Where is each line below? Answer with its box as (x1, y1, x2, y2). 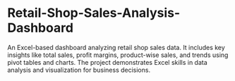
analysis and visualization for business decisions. (7, 66, 150, 74)
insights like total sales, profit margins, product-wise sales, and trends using (7, 51, 229, 59)
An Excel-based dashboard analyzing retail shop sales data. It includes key (7, 43, 226, 51)
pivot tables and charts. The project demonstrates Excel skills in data (7, 58, 208, 66)
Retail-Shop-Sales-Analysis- (7, 5, 181, 21)
